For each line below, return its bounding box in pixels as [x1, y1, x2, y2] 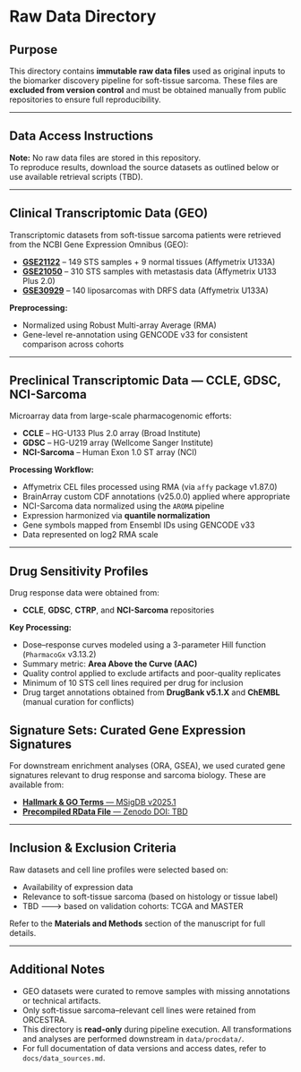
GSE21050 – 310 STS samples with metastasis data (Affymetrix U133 [21, 266, 277, 277]
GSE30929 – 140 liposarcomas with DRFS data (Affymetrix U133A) [21, 285, 269, 296]
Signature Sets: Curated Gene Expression [9, 723, 246, 738]
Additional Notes [9, 962, 106, 977]
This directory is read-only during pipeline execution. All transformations [21, 1024, 292, 1034]
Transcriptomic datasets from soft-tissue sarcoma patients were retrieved [9, 229, 282, 240]
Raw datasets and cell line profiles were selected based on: [9, 864, 228, 875]
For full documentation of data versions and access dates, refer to [21, 1042, 267, 1053]
